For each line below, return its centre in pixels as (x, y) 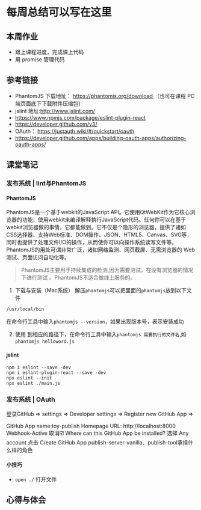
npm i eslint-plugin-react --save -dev (56, 373)
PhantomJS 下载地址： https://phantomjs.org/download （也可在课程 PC (105, 96)
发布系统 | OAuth (31, 399)
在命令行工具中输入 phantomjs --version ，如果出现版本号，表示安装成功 (95, 322)
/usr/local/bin (25, 309)
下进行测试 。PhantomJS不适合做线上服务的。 (78, 278)
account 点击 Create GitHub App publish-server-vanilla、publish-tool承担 (97, 442)
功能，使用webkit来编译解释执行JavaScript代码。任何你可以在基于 (104, 220)
